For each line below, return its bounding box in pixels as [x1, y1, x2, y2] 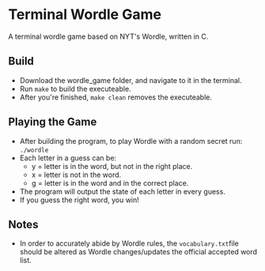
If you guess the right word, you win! [19, 195, 140, 205]
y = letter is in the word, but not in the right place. [31, 161, 193, 171]
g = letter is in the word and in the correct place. [31, 178, 189, 187]
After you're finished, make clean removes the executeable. [19, 92, 212, 102]
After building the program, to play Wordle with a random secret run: [19, 136, 243, 145]
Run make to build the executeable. [19, 84, 132, 93]
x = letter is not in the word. [31, 170, 122, 179]
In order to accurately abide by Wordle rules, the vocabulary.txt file [19, 239, 240, 248]
